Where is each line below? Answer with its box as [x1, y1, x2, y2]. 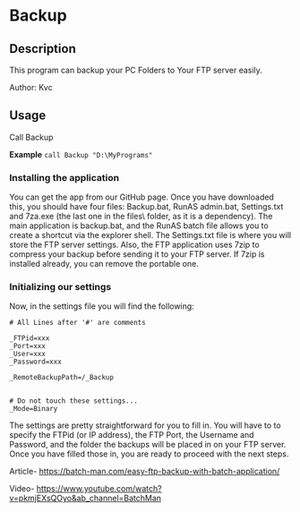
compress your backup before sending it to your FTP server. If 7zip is [9, 249, 265, 260]
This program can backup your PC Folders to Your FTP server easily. [9, 64, 262, 75]
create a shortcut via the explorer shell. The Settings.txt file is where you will [9, 230, 292, 241]
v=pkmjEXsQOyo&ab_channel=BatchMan [9, 493, 162, 504]
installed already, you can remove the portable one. [9, 259, 199, 269]
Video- [9, 483, 35, 494]
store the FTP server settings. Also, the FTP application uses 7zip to [9, 239, 260, 251]
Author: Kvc [9, 82, 53, 92]
